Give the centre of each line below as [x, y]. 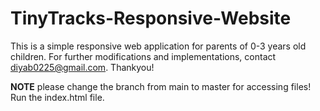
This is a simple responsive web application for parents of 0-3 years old [158, 46]
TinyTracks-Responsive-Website [151, 18]
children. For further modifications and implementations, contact [143, 56]
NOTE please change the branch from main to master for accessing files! [161, 86]
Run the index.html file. [57, 97]
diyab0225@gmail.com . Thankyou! [82, 67]
